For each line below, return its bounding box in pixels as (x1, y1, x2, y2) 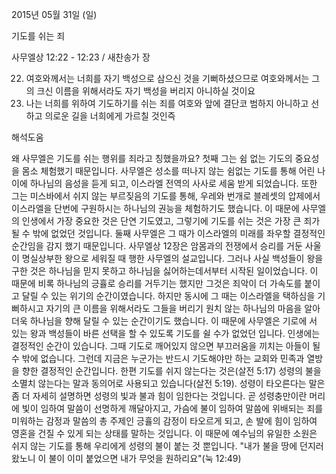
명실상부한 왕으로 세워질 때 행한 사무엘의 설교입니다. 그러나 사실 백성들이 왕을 (21, 253, 324, 264)
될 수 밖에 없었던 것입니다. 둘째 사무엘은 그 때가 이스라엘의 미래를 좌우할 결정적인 (11, 228, 326, 239)
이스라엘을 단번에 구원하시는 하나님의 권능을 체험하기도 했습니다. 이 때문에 (11, 203, 300, 214)
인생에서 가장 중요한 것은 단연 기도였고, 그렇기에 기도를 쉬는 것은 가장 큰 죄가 (21, 215, 321, 227)
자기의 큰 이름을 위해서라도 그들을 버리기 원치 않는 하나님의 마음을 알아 (45, 303, 321, 314)
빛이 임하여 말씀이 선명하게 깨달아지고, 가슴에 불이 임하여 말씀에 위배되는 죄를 (21, 403, 324, 414)
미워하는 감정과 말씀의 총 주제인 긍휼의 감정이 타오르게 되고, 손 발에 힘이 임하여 (11, 415, 318, 427)
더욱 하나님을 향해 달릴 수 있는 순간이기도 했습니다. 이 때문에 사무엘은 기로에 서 (11, 315, 318, 327)
